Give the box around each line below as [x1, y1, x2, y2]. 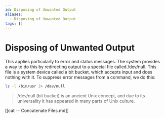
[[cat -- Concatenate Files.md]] [5, 108, 69, 114]
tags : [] [5, 21, 23, 26]
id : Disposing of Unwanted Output [5, 7, 77, 12]
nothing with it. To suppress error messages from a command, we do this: [5, 75, 156, 80]
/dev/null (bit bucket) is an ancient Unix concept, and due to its [17, 93, 145, 99]
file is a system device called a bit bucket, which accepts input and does [5, 69, 153, 75]
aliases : [5, 12, 23, 17]
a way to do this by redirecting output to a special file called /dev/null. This [5, 64, 157, 70]
